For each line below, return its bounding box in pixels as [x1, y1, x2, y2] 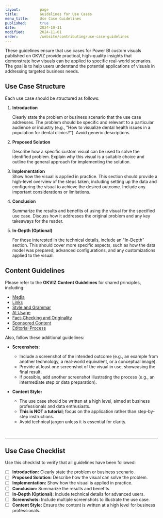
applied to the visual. [12, 252, 54, 258]
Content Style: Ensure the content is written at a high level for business [12, 502, 155, 508]
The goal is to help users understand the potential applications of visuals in [5, 63, 155, 69]
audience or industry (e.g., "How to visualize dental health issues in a [12, 125, 151, 130]
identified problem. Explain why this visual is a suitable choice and [12, 154, 145, 160]
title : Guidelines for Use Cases [5, 12, 92, 17]
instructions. [29, 413, 54, 419]
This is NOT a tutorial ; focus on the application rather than [19, 408, 137, 414]
